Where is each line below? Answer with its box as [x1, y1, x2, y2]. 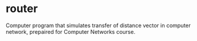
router [6, 2, 38, 16]
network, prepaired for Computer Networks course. [6, 28, 136, 35]
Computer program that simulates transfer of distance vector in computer [6, 22, 191, 29]
